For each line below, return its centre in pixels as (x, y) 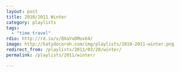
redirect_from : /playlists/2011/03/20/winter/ (64, 50)
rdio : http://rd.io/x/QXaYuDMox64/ (50, 39)
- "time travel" (31, 33)
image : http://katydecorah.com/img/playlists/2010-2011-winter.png (90, 44)
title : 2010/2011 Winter (36, 17)
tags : (13, 28)
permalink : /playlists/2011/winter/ (51, 55)
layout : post (22, 11)
